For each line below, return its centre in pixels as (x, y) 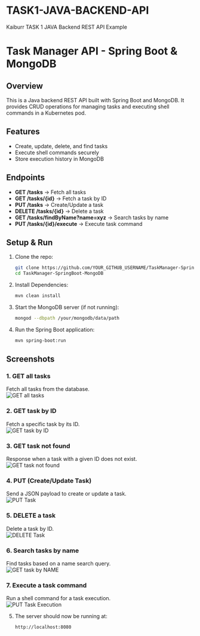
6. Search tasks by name (43, 551)
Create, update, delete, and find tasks (61, 146)
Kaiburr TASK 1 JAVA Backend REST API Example (67, 27)
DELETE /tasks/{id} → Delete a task (59, 211)
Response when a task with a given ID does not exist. (72, 459)
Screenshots (30, 359)
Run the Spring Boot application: (55, 329)
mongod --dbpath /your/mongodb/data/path (67, 318)
